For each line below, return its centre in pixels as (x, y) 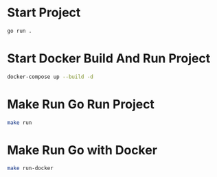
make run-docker (30, 168)
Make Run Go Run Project (81, 104)
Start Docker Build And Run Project (109, 58)
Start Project (44, 13)
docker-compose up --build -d (50, 77)
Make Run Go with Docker (82, 150)
